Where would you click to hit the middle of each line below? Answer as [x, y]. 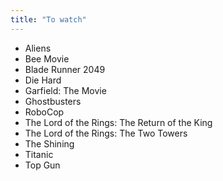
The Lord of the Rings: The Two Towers [106, 133]
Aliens [38, 48]
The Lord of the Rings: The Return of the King [118, 122]
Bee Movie [47, 58]
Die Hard [43, 80]
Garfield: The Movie [65, 90]
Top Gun [42, 165]
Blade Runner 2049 [65, 69]
